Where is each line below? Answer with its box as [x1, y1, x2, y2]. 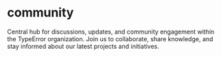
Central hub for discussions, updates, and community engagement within [7, 27, 215, 36]
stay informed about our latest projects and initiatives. [7, 42, 160, 50]
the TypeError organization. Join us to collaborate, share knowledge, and [7, 34, 213, 43]
